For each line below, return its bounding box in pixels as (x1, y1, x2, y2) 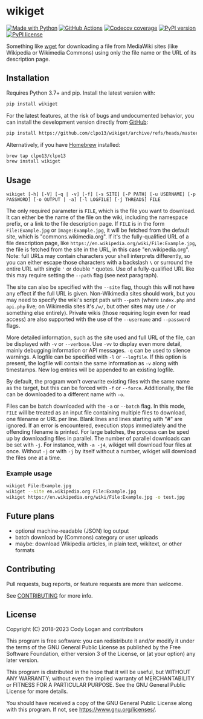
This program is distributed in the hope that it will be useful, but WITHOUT (6, 669, 191, 676)
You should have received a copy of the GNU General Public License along (6, 700, 192, 707)
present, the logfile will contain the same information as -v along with (6, 360, 179, 367)
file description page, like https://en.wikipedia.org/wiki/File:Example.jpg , (6, 240, 197, 247)
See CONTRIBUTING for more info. (6, 592, 93, 599)
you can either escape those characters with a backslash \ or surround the (6, 259, 193, 266)
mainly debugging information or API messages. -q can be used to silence (6, 347, 191, 354)
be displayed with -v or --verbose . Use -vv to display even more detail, (6, 340, 182, 348)
